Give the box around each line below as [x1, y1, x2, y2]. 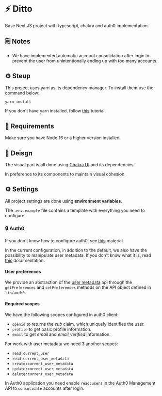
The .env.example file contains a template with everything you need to [5, 207, 145, 213]
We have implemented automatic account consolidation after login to [12, 52, 149, 58]
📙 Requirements [5, 122, 54, 130]
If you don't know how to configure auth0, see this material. [5, 238, 124, 244]
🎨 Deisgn [5, 149, 33, 157]
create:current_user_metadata [12, 361, 74, 366]
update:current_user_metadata [12, 366, 74, 371]
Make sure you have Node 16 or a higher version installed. [5, 135, 121, 141]
